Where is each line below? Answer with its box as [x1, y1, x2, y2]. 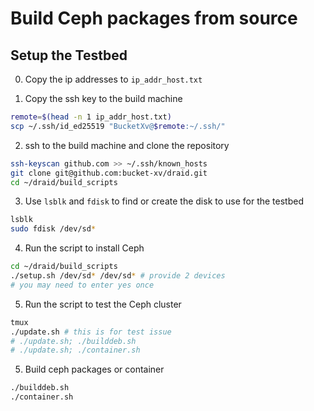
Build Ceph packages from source [10, 7, 298, 30]
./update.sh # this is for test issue [10, 327, 172, 337]
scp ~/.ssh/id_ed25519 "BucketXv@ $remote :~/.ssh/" [10, 121, 226, 131]
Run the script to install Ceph [24, 242, 145, 254]
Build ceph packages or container [24, 363, 165, 376]
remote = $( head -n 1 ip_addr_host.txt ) [10, 112, 172, 122]
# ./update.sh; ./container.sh [10, 345, 141, 356]
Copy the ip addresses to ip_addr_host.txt [24, 73, 203, 85]
